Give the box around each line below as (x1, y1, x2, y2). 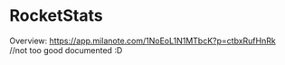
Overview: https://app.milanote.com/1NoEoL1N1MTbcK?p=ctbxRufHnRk (9, 35, 276, 46)
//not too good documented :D (9, 44, 123, 55)
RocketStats (9, 5, 103, 26)
